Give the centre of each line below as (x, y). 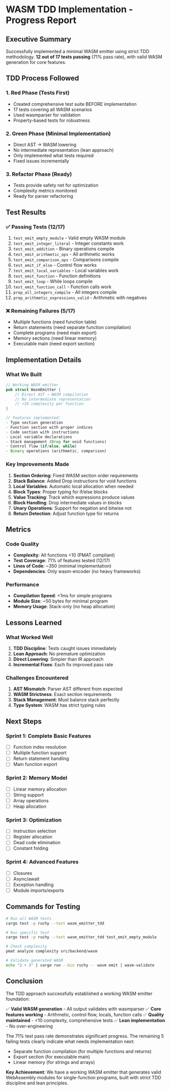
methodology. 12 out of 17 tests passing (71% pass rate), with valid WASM (84, 57)
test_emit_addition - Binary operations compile (64, 248)
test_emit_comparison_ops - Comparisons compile (66, 260)
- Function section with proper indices (50, 427)
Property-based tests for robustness (52, 120)
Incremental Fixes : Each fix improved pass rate (63, 665)
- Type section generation (34, 423)
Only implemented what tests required (53, 155)
